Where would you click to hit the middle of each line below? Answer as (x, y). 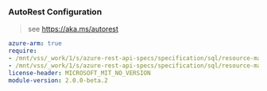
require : (23, 51)
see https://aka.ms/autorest (73, 29)
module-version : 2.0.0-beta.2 (58, 80)
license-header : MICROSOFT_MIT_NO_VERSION (79, 73)
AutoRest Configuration (55, 12)
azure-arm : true (35, 44)
